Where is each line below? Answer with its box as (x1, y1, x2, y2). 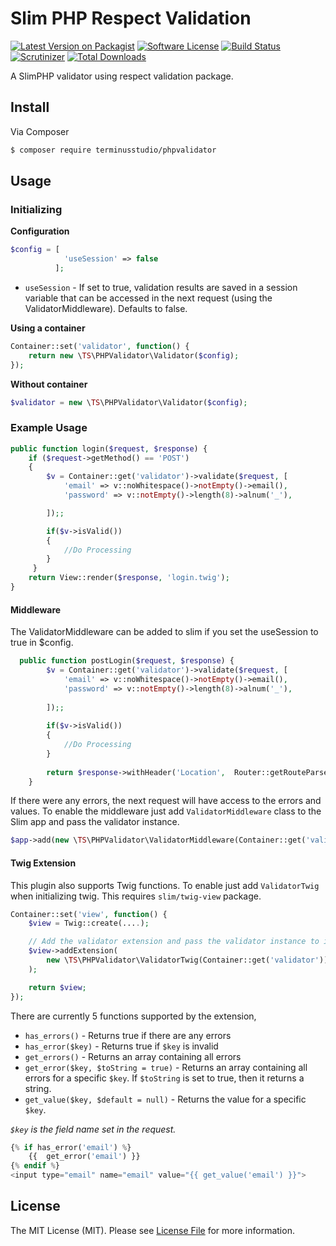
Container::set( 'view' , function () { (10, 909, 168, 919)
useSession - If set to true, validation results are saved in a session (24, 281, 298, 293)
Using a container (10, 322, 86, 334)
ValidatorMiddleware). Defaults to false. (24, 302, 188, 314)
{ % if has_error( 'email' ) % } (10, 1142, 132, 1152)
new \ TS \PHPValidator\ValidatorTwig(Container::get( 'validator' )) (46, 955, 329, 966)
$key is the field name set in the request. (10, 1123, 177, 1135)
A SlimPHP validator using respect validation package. (10, 70, 234, 82)
